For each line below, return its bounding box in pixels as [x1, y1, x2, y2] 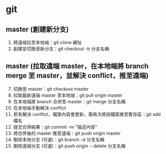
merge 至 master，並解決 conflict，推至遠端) [6, 71, 149, 80]
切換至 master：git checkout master [13, 86, 89, 92]
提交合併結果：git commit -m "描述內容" [13, 124, 97, 130]
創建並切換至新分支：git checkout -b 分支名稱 [13, 46, 109, 52]
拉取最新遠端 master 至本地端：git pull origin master [13, 92, 123, 98]
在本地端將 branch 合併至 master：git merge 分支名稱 [13, 98, 126, 104]
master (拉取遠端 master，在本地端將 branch [6, 62, 149, 70]
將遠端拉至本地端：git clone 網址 [13, 40, 82, 45]
